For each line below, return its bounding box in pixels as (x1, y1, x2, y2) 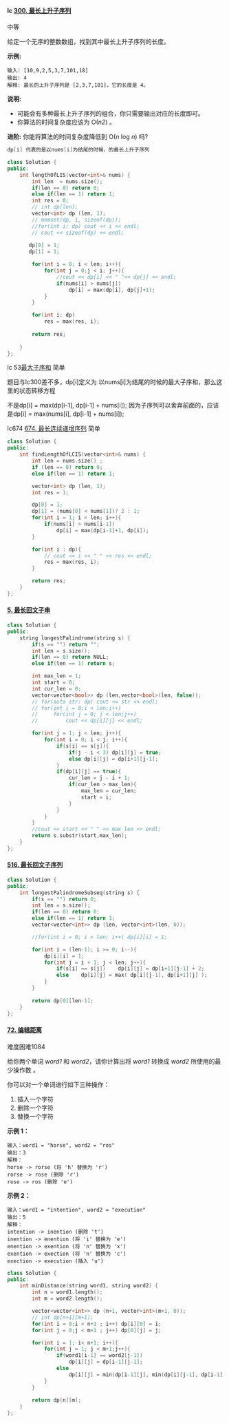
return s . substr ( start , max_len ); (32, 832, 128, 839)
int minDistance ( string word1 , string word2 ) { (19, 1283, 158, 1289)
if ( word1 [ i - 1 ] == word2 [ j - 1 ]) (56, 1352, 143, 1359)
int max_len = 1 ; (32, 673, 81, 679)
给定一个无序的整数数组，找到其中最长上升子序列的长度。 (7, 38, 170, 46)
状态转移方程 (19, 386, 56, 395)
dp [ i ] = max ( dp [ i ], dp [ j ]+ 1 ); (68, 286, 155, 293)
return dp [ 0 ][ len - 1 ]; (32, 997, 94, 1004)
